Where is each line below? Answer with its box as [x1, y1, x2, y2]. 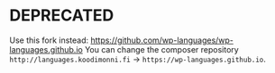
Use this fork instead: [9, 35, 89, 45]
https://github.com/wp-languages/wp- [89, 35, 234, 45]
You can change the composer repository [84, 44, 239, 54]
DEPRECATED [9, 5, 115, 26]
